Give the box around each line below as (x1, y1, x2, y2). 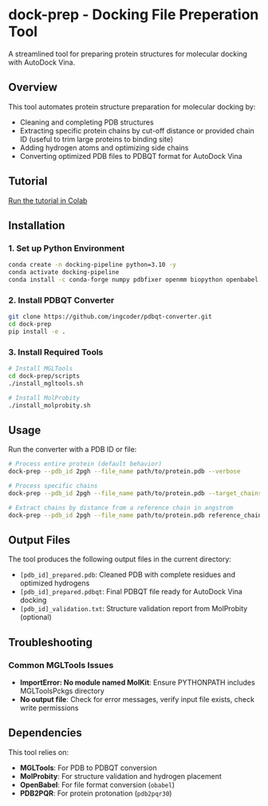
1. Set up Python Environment (8, 242, 125, 253)
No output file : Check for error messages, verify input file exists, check (19, 695, 255, 705)
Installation (8, 218, 65, 232)
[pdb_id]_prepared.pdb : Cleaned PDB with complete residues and (19, 570, 235, 580)
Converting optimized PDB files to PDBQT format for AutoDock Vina (19, 151, 242, 161)
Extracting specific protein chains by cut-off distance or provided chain (19, 125, 255, 135)
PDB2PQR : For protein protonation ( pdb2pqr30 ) (19, 788, 172, 798)
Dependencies (8, 726, 82, 740)
